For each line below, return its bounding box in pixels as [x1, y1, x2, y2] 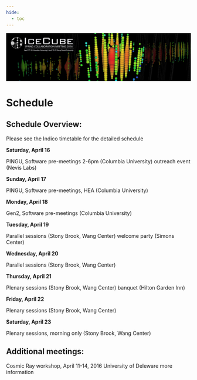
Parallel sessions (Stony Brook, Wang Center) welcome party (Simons [6, 232, 175, 239]
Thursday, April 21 [6, 273, 52, 280]
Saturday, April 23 [6, 318, 52, 325]
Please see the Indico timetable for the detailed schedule [6, 135, 144, 142]
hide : [6, 9, 19, 15]
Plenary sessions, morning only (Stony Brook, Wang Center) [6, 329, 151, 337]
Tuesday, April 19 [6, 221, 49, 228]
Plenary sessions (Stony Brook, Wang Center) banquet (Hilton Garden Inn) [6, 284, 186, 291]
